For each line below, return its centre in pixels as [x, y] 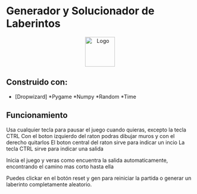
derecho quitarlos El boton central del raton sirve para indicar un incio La [96, 142]
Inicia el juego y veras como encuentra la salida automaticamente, [87, 160]
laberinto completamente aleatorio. [49, 184]
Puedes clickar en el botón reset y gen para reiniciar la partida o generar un [99, 178]
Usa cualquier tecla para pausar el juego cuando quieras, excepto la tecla [96, 130]
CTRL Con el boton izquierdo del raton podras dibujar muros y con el [90, 136]
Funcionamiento [37, 115]
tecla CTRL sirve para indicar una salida [55, 148]
